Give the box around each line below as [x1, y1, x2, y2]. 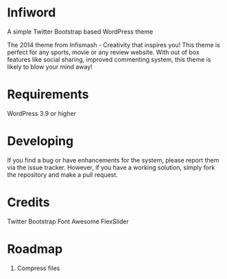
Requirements [7, 87, 89, 102]
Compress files [16, 264, 60, 272]
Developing [7, 134, 74, 149]
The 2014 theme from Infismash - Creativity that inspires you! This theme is [7, 40, 221, 49]
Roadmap [7, 241, 63, 256]
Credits [7, 195, 50, 210]
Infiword [7, 5, 56, 21]
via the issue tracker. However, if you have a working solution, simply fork [7, 163, 215, 171]
